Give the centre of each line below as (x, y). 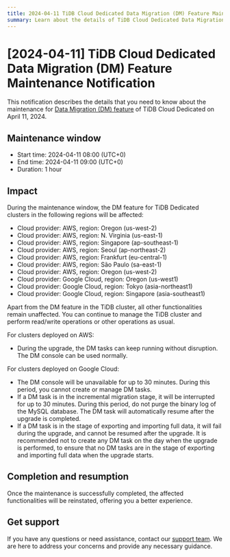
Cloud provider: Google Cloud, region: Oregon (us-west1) (98, 280)
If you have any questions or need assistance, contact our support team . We (115, 538)
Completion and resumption (68, 477)
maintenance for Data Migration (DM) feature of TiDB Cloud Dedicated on (111, 109)
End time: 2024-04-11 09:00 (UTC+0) (70, 162)
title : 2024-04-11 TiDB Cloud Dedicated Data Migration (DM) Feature (108, 13)
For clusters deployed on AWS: (51, 335)
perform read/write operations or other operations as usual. (91, 322)
